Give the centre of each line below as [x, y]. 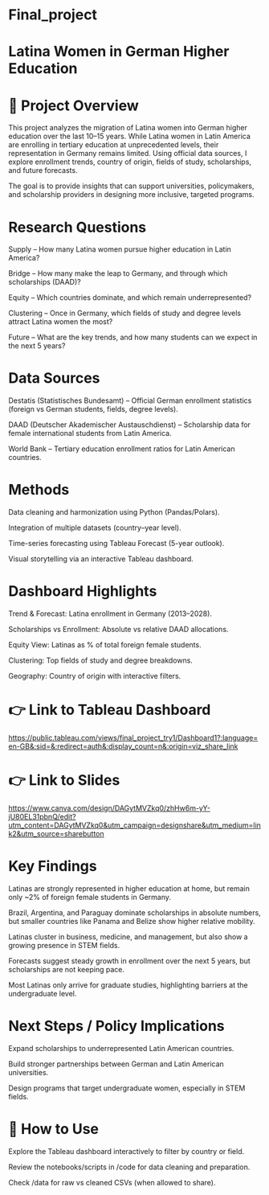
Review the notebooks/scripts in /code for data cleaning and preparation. [129, 1167]
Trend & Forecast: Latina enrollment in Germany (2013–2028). [110, 614]
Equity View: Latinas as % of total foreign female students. [105, 645]
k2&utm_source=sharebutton [56, 833]
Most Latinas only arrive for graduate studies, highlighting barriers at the [128, 985]
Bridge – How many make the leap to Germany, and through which [118, 273]
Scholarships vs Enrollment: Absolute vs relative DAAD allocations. [118, 630]
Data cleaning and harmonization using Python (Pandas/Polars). [114, 512]
